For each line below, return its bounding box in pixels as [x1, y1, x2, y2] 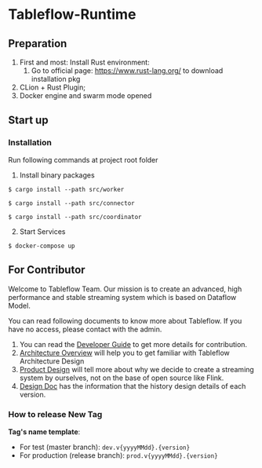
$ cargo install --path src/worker [8, 185, 125, 193]
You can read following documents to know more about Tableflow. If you [8, 316, 242, 325]
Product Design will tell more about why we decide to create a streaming [19, 364, 255, 374]
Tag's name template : [8, 426, 81, 437]
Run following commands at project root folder [8, 155, 158, 164]
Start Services [19, 226, 66, 236]
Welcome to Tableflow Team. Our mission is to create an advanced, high [8, 284, 242, 294]
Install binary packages [19, 170, 96, 180]
